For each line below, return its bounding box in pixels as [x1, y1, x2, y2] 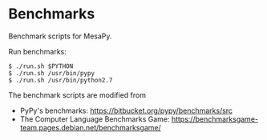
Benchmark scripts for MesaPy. [8, 31, 112, 41]
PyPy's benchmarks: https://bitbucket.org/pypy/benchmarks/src [19, 106, 233, 115]
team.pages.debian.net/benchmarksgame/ [19, 122, 162, 132]
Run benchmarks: [8, 46, 67, 56]
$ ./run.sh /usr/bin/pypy [8, 69, 95, 77]
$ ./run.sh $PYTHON [8, 62, 74, 70]
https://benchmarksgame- [171, 114, 259, 124]
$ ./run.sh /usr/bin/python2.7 [8, 76, 113, 84]
